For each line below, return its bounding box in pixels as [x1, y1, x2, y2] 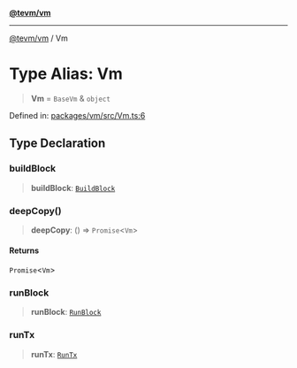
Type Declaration [9, 136, 106, 151]
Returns [9, 245, 40, 256]
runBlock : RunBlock [30, 307, 102, 318]
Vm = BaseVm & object [30, 93, 110, 103]
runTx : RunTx [30, 349, 78, 359]
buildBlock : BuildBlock [30, 182, 116, 193]
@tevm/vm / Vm [9, 33, 69, 43]
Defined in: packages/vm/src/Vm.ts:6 [9, 110, 146, 120]
